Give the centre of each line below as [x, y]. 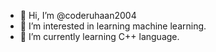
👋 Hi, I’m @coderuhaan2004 [78, 15]
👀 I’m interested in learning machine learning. [113, 26]
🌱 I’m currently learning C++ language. [99, 36]
